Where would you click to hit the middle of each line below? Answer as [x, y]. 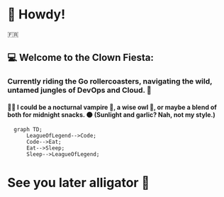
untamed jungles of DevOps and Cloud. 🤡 [80, 90]
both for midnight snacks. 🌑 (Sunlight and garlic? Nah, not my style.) [111, 114]
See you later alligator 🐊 [79, 182]
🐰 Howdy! [37, 15]
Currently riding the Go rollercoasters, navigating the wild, [110, 81]
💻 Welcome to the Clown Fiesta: [80, 58]
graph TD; [28, 130]
